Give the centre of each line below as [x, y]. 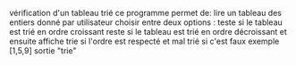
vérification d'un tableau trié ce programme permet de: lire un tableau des [145, 13]
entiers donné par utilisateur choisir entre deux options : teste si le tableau [146, 22]
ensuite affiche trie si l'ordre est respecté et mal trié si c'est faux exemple [144, 41]
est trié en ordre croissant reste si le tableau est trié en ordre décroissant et [148, 32]
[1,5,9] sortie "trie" [43, 51]
